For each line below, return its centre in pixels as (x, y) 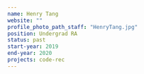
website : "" (25, 20)
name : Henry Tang (33, 14)
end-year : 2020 (30, 54)
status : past (27, 40)
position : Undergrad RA (43, 33)
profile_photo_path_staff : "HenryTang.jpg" (73, 27)
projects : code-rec (36, 60)
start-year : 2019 (33, 47)
